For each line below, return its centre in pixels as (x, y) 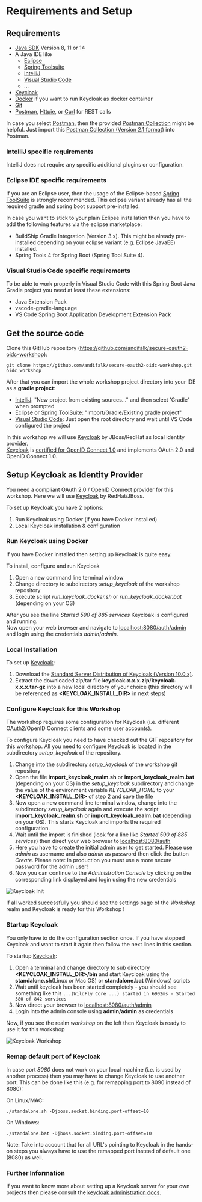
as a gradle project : (31, 388)
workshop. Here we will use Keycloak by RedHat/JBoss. (75, 496)
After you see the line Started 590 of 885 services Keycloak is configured (97, 615)
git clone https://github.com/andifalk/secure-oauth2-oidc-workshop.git (99, 365)
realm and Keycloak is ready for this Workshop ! (66, 909)
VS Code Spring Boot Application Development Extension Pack (93, 314)
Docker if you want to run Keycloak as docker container (84, 99)
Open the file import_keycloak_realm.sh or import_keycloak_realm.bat (105, 777)
